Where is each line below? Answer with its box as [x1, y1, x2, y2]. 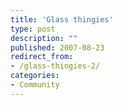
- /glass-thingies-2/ [10, 61, 101, 71]
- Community [10, 80, 60, 90]
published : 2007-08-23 [10, 42, 105, 53]
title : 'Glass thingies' [10, 14, 114, 25]
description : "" [10, 33, 78, 43]
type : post [10, 24, 56, 34]
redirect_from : [10, 52, 74, 62]
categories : [10, 71, 60, 81]
